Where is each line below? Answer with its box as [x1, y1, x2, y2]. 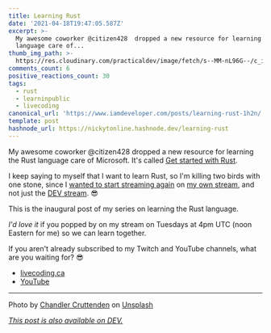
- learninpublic [15, 95, 70, 103]
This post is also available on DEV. [8, 315, 123, 325]
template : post [8, 117, 60, 125]
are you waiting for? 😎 [8, 252, 84, 262]
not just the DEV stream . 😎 [8, 188, 98, 198]
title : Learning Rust [8, 11, 81, 20]
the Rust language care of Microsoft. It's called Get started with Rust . [8, 155, 238, 165]
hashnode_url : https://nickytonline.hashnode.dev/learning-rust [8, 124, 229, 133]
